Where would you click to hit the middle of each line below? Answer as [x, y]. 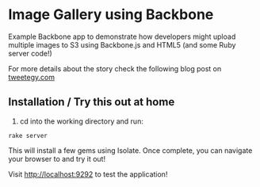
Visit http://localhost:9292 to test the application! [88, 174]
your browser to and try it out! [57, 158]
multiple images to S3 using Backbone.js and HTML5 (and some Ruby [122, 44]
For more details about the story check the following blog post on [115, 68]
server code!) [31, 53]
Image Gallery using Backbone [111, 15]
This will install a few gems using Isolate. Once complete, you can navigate [130, 150]
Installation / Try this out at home [92, 102]
